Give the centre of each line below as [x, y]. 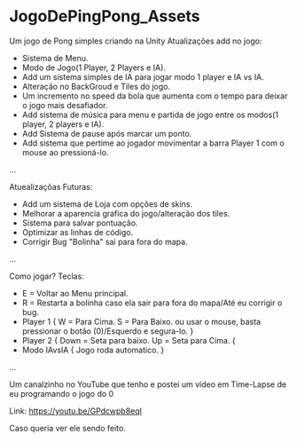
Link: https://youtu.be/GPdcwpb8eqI [76, 411]
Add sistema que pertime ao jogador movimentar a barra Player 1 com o [153, 143]
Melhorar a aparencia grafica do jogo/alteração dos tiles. [126, 213]
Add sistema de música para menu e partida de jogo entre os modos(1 [150, 114]
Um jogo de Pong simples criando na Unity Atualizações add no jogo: [136, 41]
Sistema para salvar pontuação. [80, 223]
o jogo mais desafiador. [65, 105]
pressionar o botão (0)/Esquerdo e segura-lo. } [108, 331]
